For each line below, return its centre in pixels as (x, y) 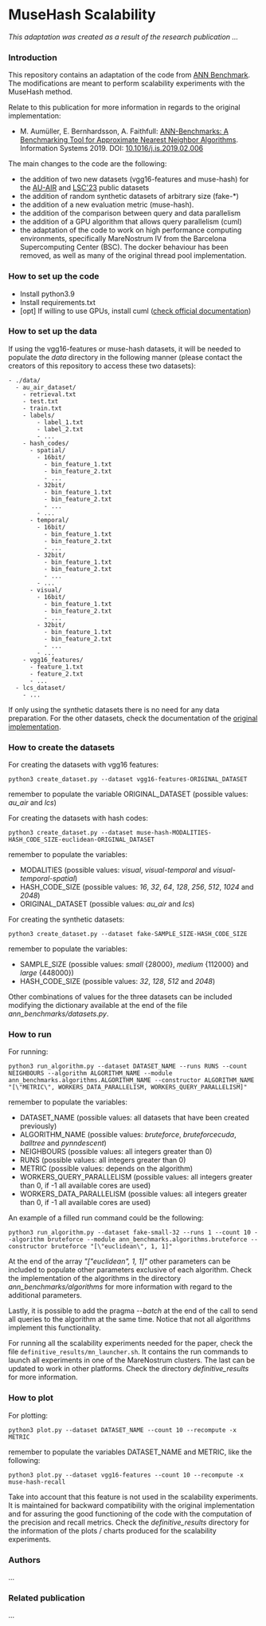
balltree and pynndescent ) (63, 1143)
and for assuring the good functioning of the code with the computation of (130, 1513)
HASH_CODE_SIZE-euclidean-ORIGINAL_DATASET (82, 840)
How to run (30, 1034)
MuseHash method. (41, 92)
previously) (38, 1126)
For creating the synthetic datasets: (66, 919)
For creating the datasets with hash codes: (78, 818)
